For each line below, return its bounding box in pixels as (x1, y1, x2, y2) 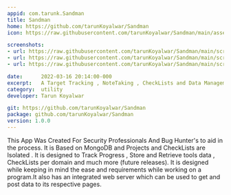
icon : (7, 29, 23, 36)
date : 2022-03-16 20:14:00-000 (7, 73, 112, 80)
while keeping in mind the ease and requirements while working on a (7, 165, 201, 174)
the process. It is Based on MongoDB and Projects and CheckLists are (7, 144, 206, 152)
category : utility (7, 86, 63, 93)
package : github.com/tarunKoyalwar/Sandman (7, 111, 134, 118)
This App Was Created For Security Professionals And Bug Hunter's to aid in (7, 136, 223, 144)
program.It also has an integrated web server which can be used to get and (7, 172, 221, 181)
